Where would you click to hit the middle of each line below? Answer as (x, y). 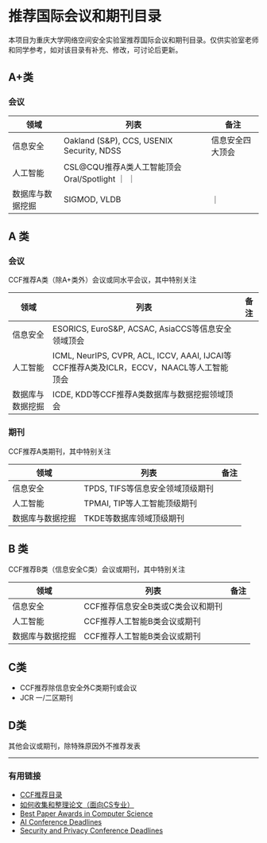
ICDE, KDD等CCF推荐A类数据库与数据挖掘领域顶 (143, 395)
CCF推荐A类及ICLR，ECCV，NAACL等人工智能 (141, 368)
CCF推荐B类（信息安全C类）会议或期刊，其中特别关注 (97, 569)
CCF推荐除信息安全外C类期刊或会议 (78, 688)
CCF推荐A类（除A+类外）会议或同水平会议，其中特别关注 (103, 280)
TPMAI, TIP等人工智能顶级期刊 (140, 503)
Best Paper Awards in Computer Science (86, 814)
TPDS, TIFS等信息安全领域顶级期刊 (149, 488)
